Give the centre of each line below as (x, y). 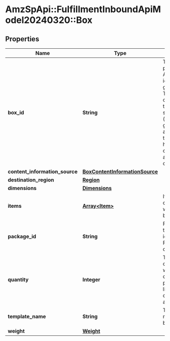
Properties (22, 39)
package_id (22, 236)
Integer (91, 280)
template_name (27, 316)
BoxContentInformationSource (120, 172)
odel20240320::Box (49, 20)
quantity (18, 280)
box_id (16, 113)
